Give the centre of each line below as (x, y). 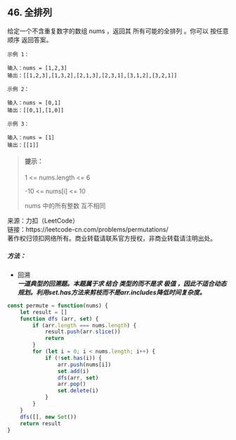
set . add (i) (73, 371)
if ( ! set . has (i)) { (73, 358)
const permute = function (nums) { (58, 306)
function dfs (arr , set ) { (59, 319)
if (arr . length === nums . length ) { (85, 325)
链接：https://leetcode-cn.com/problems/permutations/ (88, 230)
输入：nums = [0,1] (34, 103)
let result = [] (44, 312)
